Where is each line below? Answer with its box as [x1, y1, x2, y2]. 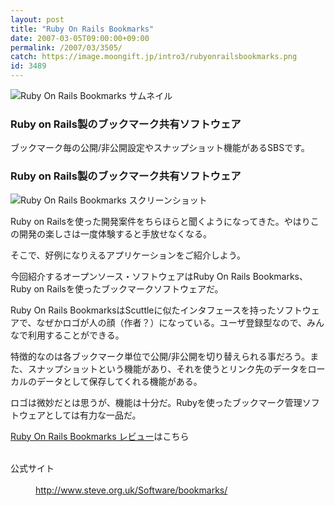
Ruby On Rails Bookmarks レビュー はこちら [10, 430, 190, 442]
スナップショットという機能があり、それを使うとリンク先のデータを [27, 362, 308, 375]
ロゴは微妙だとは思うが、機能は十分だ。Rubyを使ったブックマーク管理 [10, 396, 303, 408]
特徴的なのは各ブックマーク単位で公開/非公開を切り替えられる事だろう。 [10, 350, 311, 362]
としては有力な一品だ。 [44, 409, 142, 421]
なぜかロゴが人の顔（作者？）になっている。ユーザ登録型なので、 [36, 316, 307, 328]
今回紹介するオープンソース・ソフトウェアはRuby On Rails [10, 270, 251, 282]
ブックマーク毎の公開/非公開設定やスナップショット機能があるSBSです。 [10, 142, 310, 154]
